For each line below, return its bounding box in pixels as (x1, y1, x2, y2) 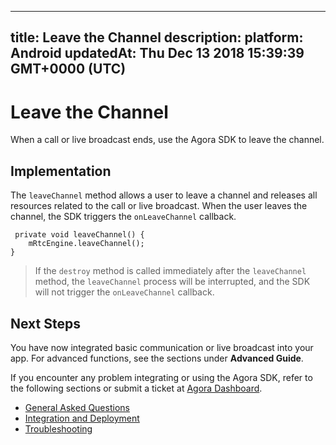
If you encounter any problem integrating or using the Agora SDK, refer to (10, 371, 313, 383)
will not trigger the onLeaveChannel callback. (34, 286, 215, 298)
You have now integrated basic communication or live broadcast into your (10, 341, 314, 353)
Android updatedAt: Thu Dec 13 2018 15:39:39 (10, 45, 305, 62)
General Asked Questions (24, 401, 130, 413)
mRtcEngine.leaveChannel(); (28, 239, 145, 249)
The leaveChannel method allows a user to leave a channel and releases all (10, 189, 318, 201)
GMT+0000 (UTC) (10, 61, 127, 78)
